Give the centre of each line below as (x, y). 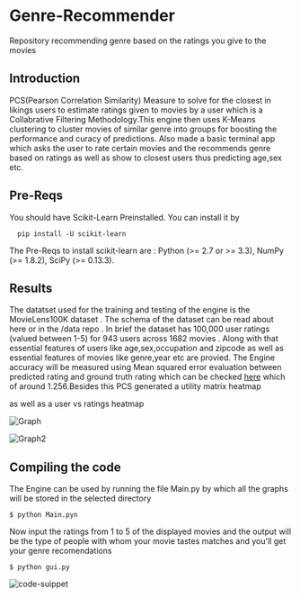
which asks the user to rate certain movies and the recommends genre (140, 148)
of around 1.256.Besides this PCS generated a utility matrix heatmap (136, 386)
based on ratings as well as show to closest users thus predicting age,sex (146, 158)
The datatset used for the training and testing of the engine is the (130, 310)
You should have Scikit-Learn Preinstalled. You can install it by (124, 217)
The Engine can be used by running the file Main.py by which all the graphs (149, 489)
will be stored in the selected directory (80, 498)
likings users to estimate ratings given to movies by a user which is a (136, 110)
